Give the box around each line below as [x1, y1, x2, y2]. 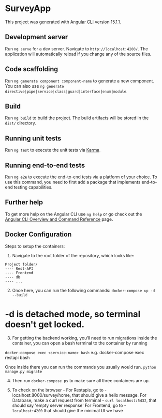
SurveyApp [5, 3, 51, 14]
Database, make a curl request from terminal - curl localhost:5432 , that [12, 397, 157, 403]
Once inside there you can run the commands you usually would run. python [5, 364, 156, 370]
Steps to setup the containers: [5, 243, 65, 249]
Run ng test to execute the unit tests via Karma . [5, 147, 101, 153]
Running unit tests [5, 134, 61, 142]
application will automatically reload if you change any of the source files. [5, 51, 151, 57]
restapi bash [5, 355, 30, 360]
